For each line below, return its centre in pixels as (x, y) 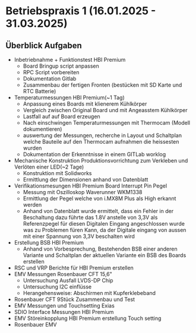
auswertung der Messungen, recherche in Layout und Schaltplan (102, 135)
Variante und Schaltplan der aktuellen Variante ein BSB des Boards (105, 255)
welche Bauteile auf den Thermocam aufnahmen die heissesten (101, 142)
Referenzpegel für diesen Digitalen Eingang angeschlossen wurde (104, 223)
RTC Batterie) (39, 91)
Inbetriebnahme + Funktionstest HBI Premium (70, 60)
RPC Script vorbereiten (51, 72)
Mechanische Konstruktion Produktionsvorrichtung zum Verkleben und (101, 161)
